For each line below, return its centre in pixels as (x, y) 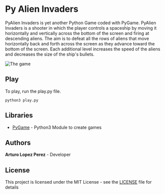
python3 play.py (22, 100)
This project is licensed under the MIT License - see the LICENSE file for (78, 182)
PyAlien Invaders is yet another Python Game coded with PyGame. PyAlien (81, 23)
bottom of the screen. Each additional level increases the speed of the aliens (83, 49)
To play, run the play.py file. (33, 91)
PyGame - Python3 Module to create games (57, 127)
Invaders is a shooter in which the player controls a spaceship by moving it (81, 28)
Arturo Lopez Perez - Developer (38, 155)
